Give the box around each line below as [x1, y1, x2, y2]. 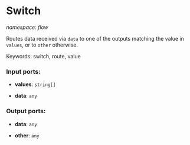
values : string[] [14, 81, 56, 88]
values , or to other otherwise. [6, 41, 78, 48]
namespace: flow [6, 24, 49, 31]
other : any [14, 131, 40, 139]
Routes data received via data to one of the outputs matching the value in [6, 35, 184, 42]
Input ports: [6, 67, 41, 75]
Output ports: [6, 107, 46, 116]
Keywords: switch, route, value [6, 52, 81, 60]
